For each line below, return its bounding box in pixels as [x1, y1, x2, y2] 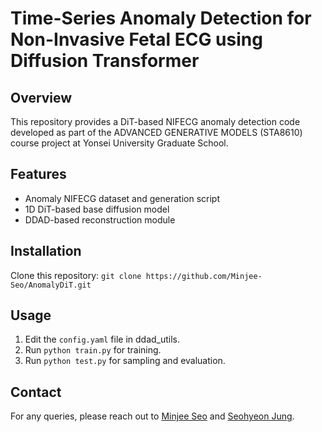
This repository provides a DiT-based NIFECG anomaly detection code [10, 116, 301, 127]
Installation [10, 243, 82, 260]
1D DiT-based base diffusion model [24, 203, 170, 215]
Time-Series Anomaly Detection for [10, 7, 312, 30]
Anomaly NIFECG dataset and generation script [24, 192, 220, 204]
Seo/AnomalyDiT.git [10, 280, 92, 290]
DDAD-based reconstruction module [24, 213, 176, 226]
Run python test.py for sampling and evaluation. [24, 355, 226, 367]
